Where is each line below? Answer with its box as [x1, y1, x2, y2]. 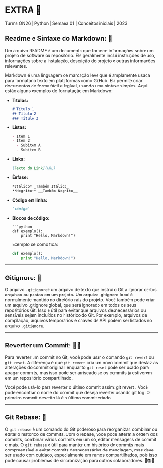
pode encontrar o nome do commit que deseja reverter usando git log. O [5, 389, 150, 395]
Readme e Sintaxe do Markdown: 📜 [5, 35, 113, 43]
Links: [12, 156, 25, 162]
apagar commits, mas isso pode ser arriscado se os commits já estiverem [5, 369, 152, 376]
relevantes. [5, 63, 28, 69]
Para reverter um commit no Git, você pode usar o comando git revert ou [5, 354, 154, 360]
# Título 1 [12, 106, 34, 111]
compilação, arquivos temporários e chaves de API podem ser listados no [5, 317, 152, 323]
